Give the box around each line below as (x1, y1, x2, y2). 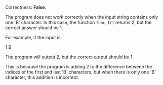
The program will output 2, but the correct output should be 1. (5, 54, 134, 60)
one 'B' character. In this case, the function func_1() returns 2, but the (5, 20, 152, 25)
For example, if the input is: (5, 35, 62, 40)
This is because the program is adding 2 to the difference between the (5, 64, 152, 69)
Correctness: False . (5, 5, 47, 10)
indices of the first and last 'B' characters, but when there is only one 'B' (5, 69, 156, 75)
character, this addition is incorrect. (5, 74, 79, 80)
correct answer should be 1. (5, 25, 63, 31)
